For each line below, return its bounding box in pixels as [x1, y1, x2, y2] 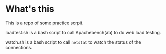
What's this [5, 3, 54, 15]
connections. [5, 44, 33, 50]
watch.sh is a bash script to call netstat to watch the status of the [5, 39, 141, 45]
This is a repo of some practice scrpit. [5, 20, 84, 26]
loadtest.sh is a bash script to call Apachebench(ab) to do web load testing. [5, 29, 161, 35]
